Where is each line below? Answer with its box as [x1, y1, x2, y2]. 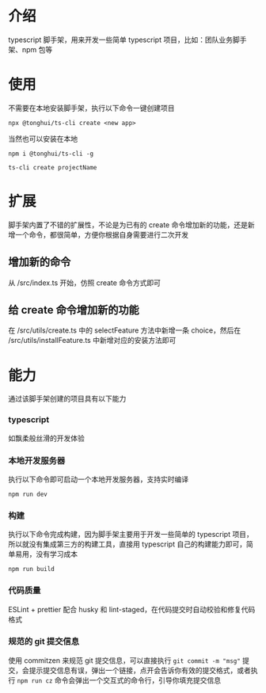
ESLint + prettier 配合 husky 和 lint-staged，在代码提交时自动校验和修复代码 [8, 604, 256, 614]
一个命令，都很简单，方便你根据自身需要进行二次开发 [14, 230, 188, 239]
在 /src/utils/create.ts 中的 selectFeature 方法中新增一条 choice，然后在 [8, 326, 241, 335]
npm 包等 [21, 44, 53, 54]
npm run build [8, 565, 55, 573]
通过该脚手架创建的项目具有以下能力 [8, 394, 127, 404]
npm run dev [8, 490, 47, 498]
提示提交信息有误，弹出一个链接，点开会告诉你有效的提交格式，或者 [28, 665, 251, 675]
